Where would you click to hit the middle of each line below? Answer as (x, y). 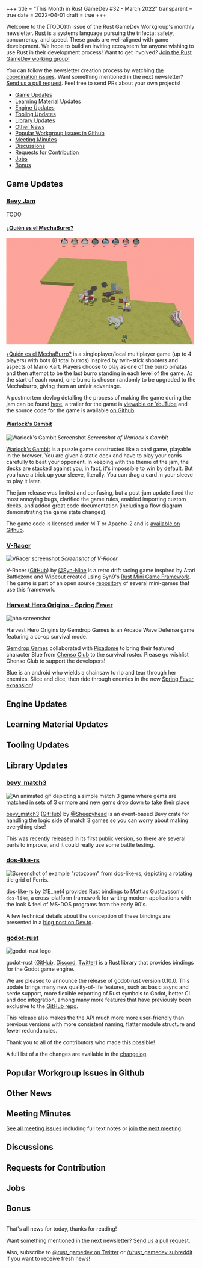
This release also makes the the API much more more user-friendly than (95, 1018)
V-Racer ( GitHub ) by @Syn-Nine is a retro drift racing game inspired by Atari (101, 571)
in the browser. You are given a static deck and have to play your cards (94, 456)
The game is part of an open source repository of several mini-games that (98, 583)
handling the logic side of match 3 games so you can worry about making (97, 820)
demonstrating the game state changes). (57, 512)
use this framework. (31, 590)
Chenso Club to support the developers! (56, 661)
